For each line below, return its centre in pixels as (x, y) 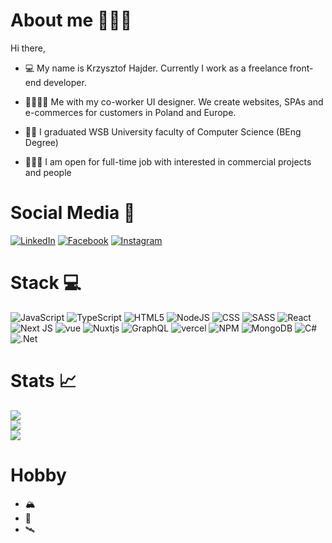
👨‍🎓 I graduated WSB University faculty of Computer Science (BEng (163, 131)
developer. (65, 82)
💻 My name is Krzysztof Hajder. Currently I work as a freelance (156, 68)
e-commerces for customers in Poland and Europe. (130, 112)
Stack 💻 (46, 283)
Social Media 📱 (73, 213)
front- (301, 68)
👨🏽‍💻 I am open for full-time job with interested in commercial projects (168, 161)
